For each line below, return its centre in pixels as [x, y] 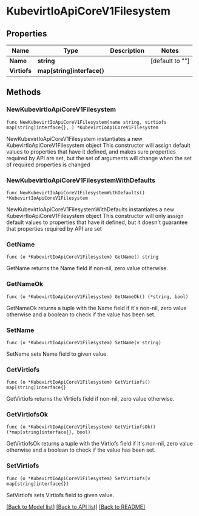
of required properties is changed [48, 165]
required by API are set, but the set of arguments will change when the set [99, 158]
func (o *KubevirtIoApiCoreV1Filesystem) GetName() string [83, 257]
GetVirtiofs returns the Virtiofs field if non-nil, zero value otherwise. [90, 399]
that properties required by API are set [54, 228]
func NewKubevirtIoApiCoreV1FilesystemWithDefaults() [76, 192]
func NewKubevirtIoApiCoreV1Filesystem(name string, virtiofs [86, 122]
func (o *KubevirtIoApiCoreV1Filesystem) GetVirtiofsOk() [81, 427]
